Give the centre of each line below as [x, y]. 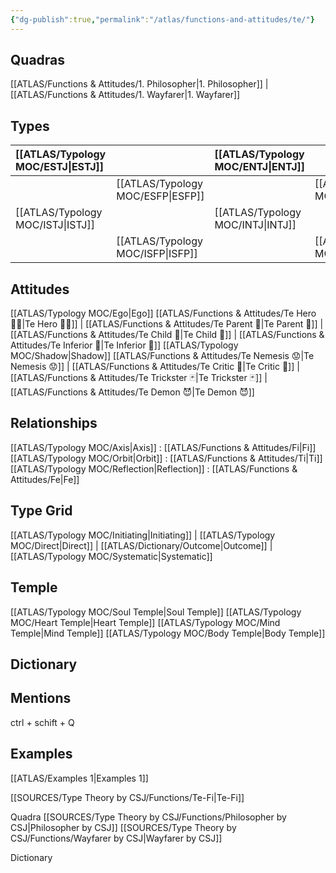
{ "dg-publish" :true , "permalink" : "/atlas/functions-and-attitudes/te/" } [162, 19]
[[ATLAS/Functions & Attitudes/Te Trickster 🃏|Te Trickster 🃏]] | [139, 378]
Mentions [41, 698]
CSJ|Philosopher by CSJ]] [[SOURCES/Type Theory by [123, 827]
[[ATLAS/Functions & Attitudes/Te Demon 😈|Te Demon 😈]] [132, 392]
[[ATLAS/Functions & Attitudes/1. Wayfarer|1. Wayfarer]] [125, 95]
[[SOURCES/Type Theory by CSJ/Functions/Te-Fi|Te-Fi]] [127, 797]
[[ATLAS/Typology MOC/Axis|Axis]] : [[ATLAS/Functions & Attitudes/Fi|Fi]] [163, 447]
